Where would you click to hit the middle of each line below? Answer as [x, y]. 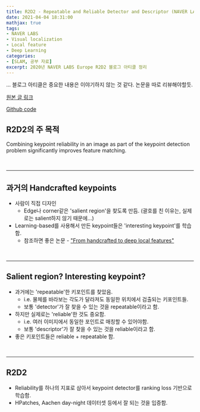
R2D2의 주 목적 [33, 129]
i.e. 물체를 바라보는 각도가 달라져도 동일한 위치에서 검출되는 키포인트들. [106, 299]
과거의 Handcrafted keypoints [62, 188]
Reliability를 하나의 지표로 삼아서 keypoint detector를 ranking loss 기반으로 [103, 388]
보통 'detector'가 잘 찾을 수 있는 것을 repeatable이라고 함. [91, 307]
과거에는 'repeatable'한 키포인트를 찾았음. [64, 292]
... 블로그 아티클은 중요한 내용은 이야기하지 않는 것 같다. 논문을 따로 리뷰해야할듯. [100, 85]
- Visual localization [34, 39]
